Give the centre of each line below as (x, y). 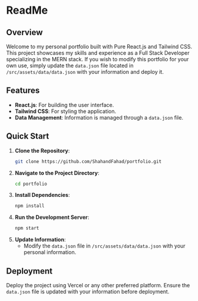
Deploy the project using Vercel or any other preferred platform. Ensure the (98, 285)
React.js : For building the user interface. (64, 105)
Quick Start (28, 137)
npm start (27, 228)
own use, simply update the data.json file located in (70, 65)
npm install (29, 206)
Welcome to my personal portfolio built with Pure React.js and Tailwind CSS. (99, 46)
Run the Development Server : (52, 217)
